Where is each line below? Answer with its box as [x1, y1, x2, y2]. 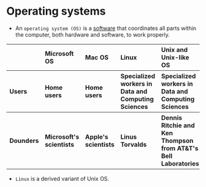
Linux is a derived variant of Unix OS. [15, 175, 109, 182]
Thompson [161, 136, 194, 145]
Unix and [161, 45, 188, 54]
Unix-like [161, 53, 189, 62]
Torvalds [120, 140, 147, 148]
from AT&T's [161, 144, 199, 152]
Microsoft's [45, 133, 80, 141]
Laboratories [161, 159, 199, 167]
